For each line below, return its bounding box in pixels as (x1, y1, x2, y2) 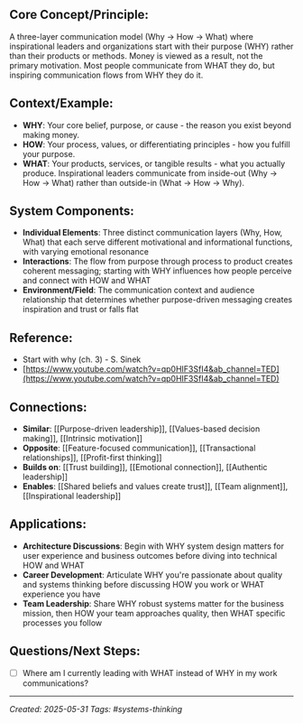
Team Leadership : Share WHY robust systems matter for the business (22, 598, 284, 608)
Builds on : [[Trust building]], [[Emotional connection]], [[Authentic (22, 462, 268, 473)
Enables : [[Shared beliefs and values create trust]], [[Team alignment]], (22, 481, 289, 492)
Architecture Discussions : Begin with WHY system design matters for (22, 541, 284, 552)
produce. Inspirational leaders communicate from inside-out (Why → (22, 167, 278, 179)
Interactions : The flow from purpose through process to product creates (22, 256, 293, 267)
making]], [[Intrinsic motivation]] (22, 433, 142, 444)
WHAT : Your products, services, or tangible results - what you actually (22, 158, 286, 169)
